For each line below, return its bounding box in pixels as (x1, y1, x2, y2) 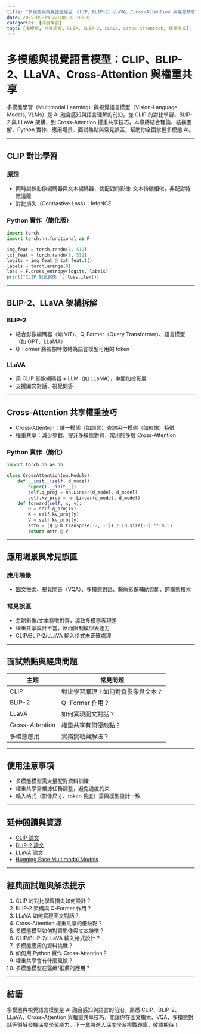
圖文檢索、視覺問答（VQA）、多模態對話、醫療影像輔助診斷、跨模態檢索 (15, 586, 191, 593)
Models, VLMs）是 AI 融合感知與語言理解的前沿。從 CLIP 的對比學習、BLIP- (7, 111, 193, 118)
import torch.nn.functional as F (7, 236, 90, 242)
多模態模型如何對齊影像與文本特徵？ (15, 927, 105, 934)
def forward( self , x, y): (17, 500, 82, 506)
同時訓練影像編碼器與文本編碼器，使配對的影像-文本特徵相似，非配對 (15, 184, 185, 192)
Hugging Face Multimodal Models (15, 856, 99, 863)
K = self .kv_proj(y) (28, 512, 79, 518)
